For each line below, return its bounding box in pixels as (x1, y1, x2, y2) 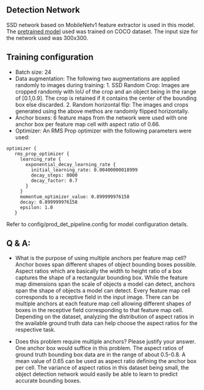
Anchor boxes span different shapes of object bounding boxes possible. (15, 261, 197, 269)
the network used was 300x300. (6, 34, 89, 42)
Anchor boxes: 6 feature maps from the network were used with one (15, 113, 188, 121)
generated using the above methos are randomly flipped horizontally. (15, 107, 189, 115)
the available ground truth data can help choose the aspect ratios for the (15, 319, 198, 327)
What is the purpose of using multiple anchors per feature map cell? (15, 254, 187, 262)
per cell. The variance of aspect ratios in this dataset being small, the (15, 364, 189, 372)
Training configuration (6, 52, 93, 63)
